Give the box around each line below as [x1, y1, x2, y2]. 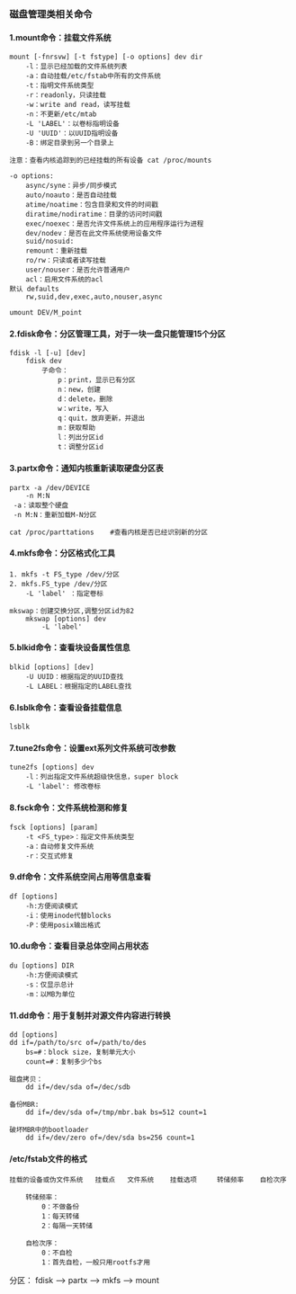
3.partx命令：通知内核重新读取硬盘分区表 [9, 462, 164, 473]
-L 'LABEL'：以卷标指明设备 [25, 120, 120, 129]
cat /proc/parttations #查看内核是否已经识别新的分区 [9, 528, 209, 537]
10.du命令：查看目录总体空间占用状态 [9, 941, 149, 951]
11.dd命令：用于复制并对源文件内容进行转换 [9, 1010, 171, 1021]
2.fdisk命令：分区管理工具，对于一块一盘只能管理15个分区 [9, 328, 227, 339]
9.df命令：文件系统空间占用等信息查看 [9, 871, 151, 882]
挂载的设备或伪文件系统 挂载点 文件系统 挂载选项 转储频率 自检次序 [9, 1175, 287, 1184]
